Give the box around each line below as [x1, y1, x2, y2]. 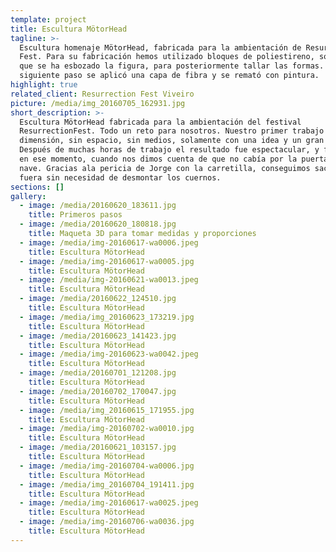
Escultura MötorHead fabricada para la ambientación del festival [19, 117, 302, 127]
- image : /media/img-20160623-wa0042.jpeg [19, 349, 199, 360]
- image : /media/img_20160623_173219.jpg [19, 312, 195, 322]
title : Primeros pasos [28, 210, 123, 220]
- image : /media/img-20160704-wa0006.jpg [19, 461, 195, 471]
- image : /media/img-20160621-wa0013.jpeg [19, 275, 199, 285]
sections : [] [10, 182, 65, 192]
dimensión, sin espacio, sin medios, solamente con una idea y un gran [19, 136, 325, 146]
